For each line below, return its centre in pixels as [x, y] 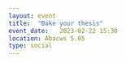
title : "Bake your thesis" [56, 23]
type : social [30, 46]
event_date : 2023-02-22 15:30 [63, 31]
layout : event [33, 16]
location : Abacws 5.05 [47, 38]
